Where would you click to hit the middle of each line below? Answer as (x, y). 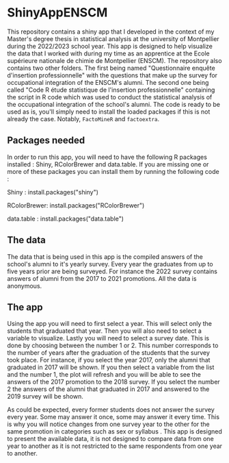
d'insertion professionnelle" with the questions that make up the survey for (112, 75)
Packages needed (46, 141)
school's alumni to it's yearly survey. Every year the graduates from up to (110, 264)
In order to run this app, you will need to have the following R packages (107, 157)
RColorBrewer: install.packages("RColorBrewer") (76, 205)
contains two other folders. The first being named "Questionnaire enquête (111, 68)
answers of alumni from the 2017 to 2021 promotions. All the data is (102, 278)
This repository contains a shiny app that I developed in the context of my (111, 32)
